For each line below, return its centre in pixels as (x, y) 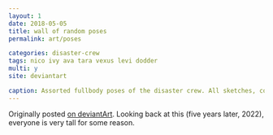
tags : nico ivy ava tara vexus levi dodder (83, 61)
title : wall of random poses (58, 31)
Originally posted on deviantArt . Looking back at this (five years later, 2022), (136, 114)
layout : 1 (25, 16)
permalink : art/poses (45, 39)
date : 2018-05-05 (38, 24)
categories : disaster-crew (54, 54)
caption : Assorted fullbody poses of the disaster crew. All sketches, (132, 90)
